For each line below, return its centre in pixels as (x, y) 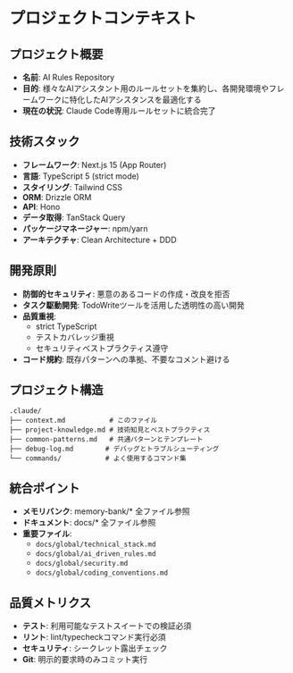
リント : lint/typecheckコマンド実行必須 (94, 637)
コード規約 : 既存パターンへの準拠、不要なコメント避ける (126, 359)
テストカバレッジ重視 (75, 337)
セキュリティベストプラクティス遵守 (102, 348)
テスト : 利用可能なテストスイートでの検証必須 (107, 626)
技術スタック (45, 142)
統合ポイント (45, 488)
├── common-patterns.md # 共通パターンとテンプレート (106, 440)
